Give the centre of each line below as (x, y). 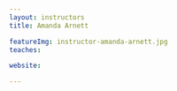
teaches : (25, 49)
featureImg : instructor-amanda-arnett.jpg (88, 42)
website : (25, 66)
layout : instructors (47, 17)
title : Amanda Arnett (49, 26)
